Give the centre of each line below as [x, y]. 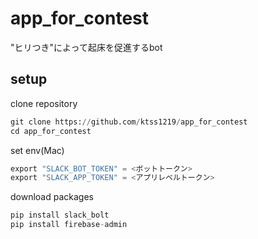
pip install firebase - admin [69, 225]
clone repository [44, 103]
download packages [52, 197]
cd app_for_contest [51, 131]
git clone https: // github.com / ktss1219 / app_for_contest [129, 122]
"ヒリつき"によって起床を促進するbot [86, 47]
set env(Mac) [37, 150]
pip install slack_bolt [60, 215]
